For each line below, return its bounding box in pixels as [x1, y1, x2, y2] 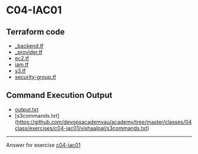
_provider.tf [14, 49, 43, 56]
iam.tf [14, 61, 29, 68]
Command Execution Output [6, 90, 113, 100]
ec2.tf [14, 55, 29, 61]
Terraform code [6, 27, 65, 37]
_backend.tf [14, 42, 44, 49]
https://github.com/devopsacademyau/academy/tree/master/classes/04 [16, 118, 192, 125]
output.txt [14, 106, 39, 113]
